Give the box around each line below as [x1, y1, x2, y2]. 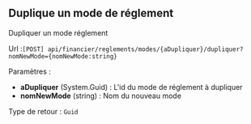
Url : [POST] [8, 44, 45, 53]
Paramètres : [8, 66, 51, 76]
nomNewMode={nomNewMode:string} [8, 52, 117, 60]
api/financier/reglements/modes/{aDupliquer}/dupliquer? [47, 45, 244, 53]
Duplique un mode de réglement [8, 6, 174, 20]
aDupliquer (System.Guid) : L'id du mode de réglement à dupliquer [19, 82, 243, 92]
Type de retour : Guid [8, 106, 79, 116]
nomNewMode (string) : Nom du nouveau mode [19, 91, 182, 100]
